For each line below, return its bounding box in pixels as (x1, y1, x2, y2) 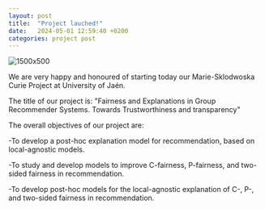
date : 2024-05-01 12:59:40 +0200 (8, 27, 129, 35)
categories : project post (8, 34, 96, 43)
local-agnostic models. (8, 144, 85, 154)
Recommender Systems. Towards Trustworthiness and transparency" (8, 105, 241, 115)
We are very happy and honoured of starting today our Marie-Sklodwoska (8, 72, 255, 82)
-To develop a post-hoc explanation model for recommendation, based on (8, 136, 255, 146)
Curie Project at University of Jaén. (8, 81, 126, 90)
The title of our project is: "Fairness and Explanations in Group (8, 96, 216, 106)
